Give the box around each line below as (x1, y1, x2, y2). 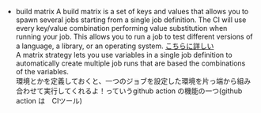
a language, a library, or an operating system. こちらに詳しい (15, 41, 214, 51)
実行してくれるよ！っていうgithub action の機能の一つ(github (43, 86, 243, 96)
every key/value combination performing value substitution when (15, 24, 228, 32)
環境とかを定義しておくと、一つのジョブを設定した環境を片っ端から (15, 77, 237, 85)
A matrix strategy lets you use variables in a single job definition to (15, 51, 233, 59)
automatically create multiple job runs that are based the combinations (15, 58, 246, 68)
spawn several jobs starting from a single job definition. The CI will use (15, 15, 247, 24)
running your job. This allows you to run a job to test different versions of (15, 32, 253, 41)
